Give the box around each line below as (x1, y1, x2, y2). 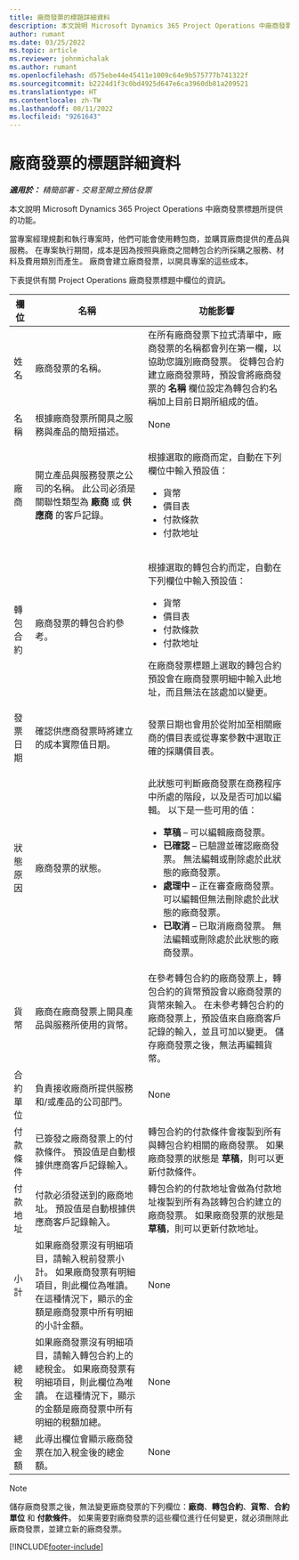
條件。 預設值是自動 (44, 1146, 127, 1158)
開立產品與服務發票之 (35, 469, 125, 482)
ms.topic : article (9, 46, 77, 55)
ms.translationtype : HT (9, 87, 98, 96)
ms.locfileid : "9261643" (9, 112, 101, 121)
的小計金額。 (35, 1320, 89, 1332)
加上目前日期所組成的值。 (157, 395, 264, 408)
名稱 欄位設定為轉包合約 (167, 382, 269, 394)
